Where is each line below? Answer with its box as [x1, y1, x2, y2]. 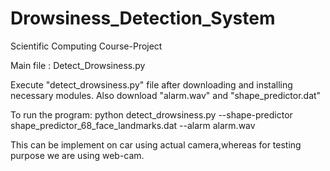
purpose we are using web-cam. [10, 149, 145, 161]
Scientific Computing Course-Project [10, 40, 163, 52]
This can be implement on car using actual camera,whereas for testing [10, 138, 302, 151]
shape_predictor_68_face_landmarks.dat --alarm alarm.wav [10, 119, 256, 131]
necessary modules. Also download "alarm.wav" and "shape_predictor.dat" [10, 89, 322, 101]
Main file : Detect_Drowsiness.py [10, 59, 146, 71]
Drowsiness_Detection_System [10, 7, 276, 30]
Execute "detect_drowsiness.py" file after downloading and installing [10, 78, 293, 91]
